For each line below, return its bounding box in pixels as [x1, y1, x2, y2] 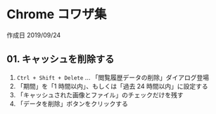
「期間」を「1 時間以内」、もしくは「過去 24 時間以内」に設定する [16, 82, 208, 90]
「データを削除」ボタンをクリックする [16, 99, 128, 108]
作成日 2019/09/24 [6, 31, 61, 39]
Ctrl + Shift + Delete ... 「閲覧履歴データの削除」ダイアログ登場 [16, 73, 210, 81]
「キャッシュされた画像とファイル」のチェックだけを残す [16, 90, 184, 99]
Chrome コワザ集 [6, 6, 107, 22]
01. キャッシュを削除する [6, 53, 115, 65]
